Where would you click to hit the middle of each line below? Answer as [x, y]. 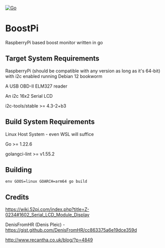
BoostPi [22, 29]
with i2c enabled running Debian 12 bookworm [54, 76]
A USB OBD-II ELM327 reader [36, 86]
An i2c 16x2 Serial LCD [29, 96]
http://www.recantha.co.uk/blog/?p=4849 [49, 240]
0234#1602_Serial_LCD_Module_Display [47, 215]
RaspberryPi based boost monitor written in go [54, 42]
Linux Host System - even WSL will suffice [49, 134]
